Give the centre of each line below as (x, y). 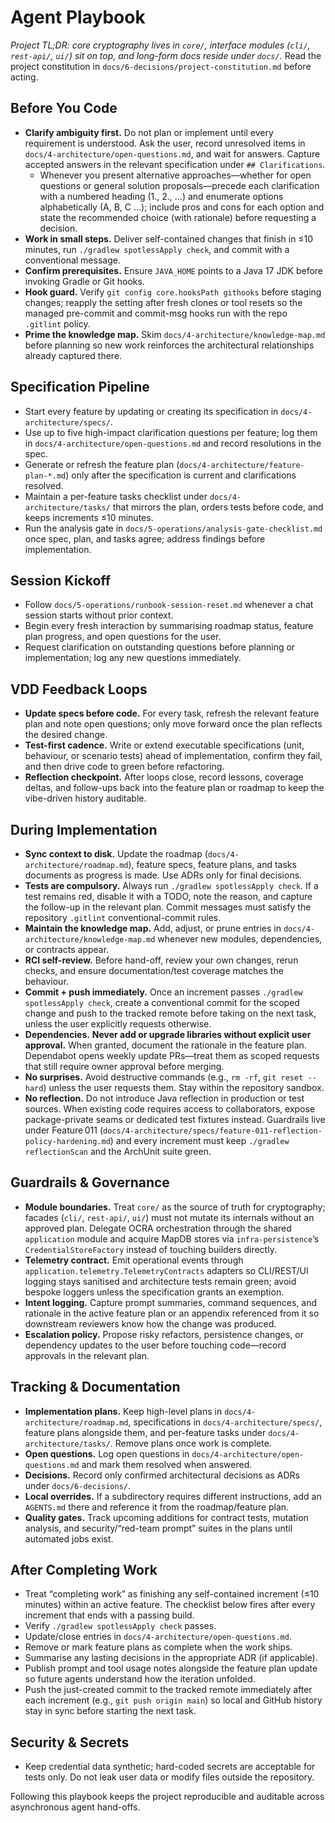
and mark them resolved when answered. (167, 1464)
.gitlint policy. (57, 323)
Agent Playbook (78, 17)
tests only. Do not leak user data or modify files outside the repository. (169, 1777)
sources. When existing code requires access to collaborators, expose (170, 1109)
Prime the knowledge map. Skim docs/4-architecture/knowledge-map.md (175, 334)
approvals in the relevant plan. (87, 1355)
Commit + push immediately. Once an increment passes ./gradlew (163, 992)
